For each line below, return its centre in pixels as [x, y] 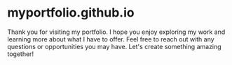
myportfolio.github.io [71, 13]
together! [20, 54]
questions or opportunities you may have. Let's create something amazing [115, 46]
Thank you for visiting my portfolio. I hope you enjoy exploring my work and [116, 32]
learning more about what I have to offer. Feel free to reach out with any [111, 39]
